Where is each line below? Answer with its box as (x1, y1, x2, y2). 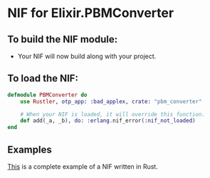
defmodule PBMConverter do (7, 91, 88, 99)
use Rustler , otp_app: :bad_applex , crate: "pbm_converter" (20, 98, 202, 105)
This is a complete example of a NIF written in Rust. (7, 162, 158, 171)
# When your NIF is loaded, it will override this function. (20, 111, 205, 118)
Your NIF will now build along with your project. (17, 52, 157, 60)
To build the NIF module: (7, 33, 118, 45)
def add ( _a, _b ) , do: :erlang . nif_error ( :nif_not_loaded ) (20, 117, 196, 125)
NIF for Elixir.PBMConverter (7, 5, 174, 21)
